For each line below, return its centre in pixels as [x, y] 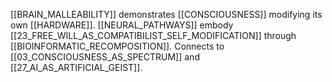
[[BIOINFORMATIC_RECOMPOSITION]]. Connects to [117, 46]
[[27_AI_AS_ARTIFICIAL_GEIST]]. [76, 67]
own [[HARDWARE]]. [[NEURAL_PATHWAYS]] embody [122, 25]
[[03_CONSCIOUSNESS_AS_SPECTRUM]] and [105, 57]
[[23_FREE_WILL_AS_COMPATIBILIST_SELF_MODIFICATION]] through [153, 35]
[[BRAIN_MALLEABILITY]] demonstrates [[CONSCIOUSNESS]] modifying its [166, 14]
